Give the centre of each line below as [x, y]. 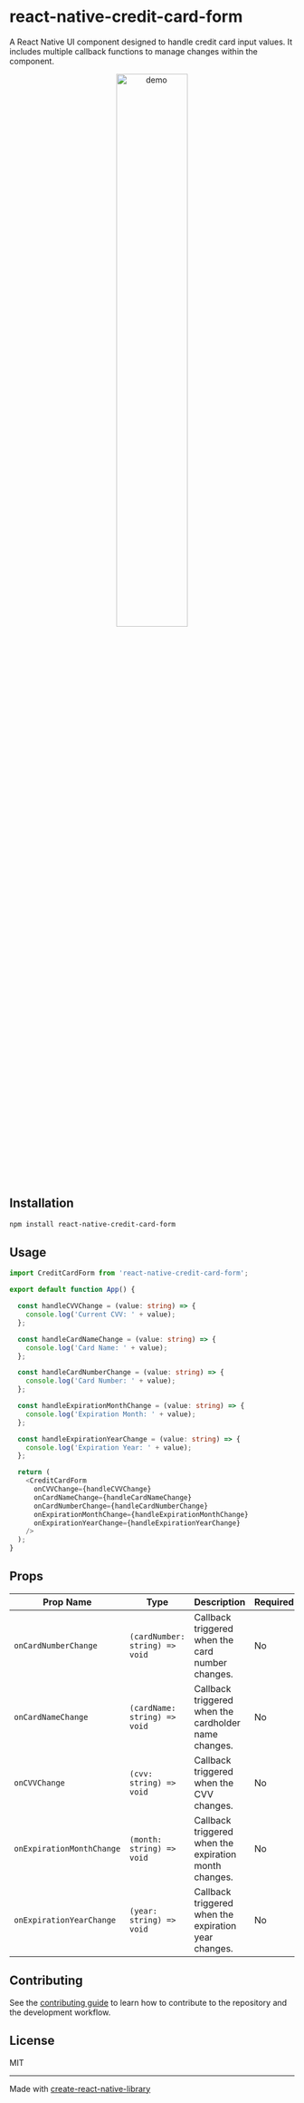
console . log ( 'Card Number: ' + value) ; [101, 1381]
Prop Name [67, 1601]
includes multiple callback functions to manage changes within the [133, 51]
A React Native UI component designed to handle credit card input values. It [151, 42]
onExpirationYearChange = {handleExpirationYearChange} [137, 1523]
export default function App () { [72, 1290]
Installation [42, 1203]
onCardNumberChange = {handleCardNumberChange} [120, 1506]
